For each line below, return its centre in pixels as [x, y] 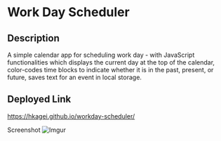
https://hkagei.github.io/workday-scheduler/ [71, 116]
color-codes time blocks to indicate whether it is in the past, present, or [110, 70]
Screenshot [24, 130]
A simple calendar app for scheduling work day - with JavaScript [101, 55]
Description [33, 38]
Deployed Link [39, 99]
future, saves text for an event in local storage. [75, 77]
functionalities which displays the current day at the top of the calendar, [111, 62]
